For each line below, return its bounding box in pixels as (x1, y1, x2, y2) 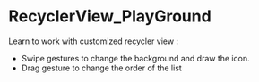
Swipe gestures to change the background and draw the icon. (21, 53, 250, 63)
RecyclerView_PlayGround (8, 6, 212, 27)
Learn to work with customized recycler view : (8, 36, 179, 46)
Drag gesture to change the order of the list (21, 62, 183, 73)
